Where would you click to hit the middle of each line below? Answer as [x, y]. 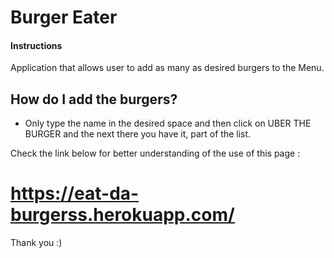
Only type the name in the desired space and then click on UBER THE [168, 123]
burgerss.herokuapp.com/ [122, 215]
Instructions [36, 45]
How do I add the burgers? [94, 99]
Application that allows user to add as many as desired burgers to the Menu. [167, 68]
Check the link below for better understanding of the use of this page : [155, 153]
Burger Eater [64, 17]
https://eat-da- [75, 193]
